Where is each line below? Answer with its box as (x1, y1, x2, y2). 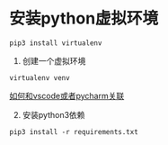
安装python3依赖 (22, 109, 85, 120)
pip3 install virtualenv (9, 38, 102, 48)
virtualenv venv (9, 73, 70, 82)
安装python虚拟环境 (9, 8, 159, 29)
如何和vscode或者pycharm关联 (9, 90, 125, 101)
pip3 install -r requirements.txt (9, 127, 139, 136)
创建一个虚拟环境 (22, 55, 86, 66)
